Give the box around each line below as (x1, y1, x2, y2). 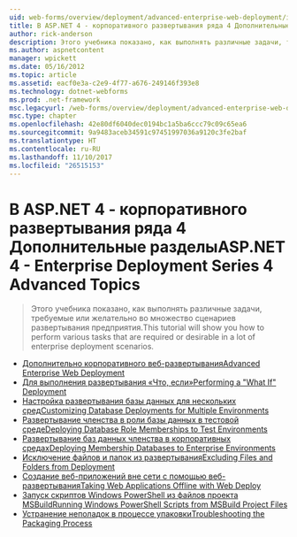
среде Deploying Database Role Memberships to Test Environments (21, 424, 268, 434)
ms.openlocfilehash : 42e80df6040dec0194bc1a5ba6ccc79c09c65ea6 (9, 120, 247, 129)
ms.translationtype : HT (9, 136, 97, 145)
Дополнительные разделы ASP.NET (9, 236, 286, 257)
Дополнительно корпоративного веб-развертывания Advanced (21, 358, 261, 369)
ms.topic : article (9, 71, 77, 80)
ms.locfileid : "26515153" (9, 161, 104, 170)
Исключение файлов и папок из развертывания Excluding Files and (21, 452, 273, 463)
